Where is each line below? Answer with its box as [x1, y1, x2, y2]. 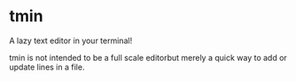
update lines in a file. [9, 62, 85, 72]
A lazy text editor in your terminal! [9, 35, 133, 46]
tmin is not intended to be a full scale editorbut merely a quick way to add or [9, 52, 288, 63]
